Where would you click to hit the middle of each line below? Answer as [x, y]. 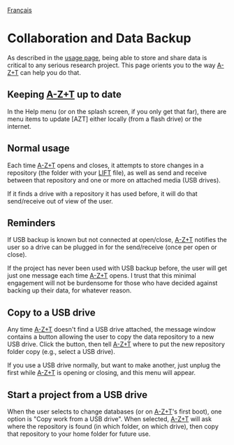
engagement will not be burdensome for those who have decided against [112, 283]
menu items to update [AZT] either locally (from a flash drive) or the [105, 119]
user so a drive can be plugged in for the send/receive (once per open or [112, 247]
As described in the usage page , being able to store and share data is [107, 57]
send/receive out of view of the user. [60, 201]
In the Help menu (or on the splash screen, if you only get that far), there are [117, 111]
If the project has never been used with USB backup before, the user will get [117, 268]
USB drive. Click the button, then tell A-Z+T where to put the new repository [116, 344]
